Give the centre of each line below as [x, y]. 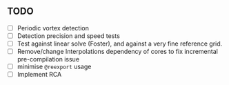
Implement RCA [39, 75]
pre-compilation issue [48, 59]
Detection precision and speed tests [69, 36]
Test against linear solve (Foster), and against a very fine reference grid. [120, 44]
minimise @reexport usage [54, 67]
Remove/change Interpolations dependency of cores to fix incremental [118, 51]
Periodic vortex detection [53, 28]
